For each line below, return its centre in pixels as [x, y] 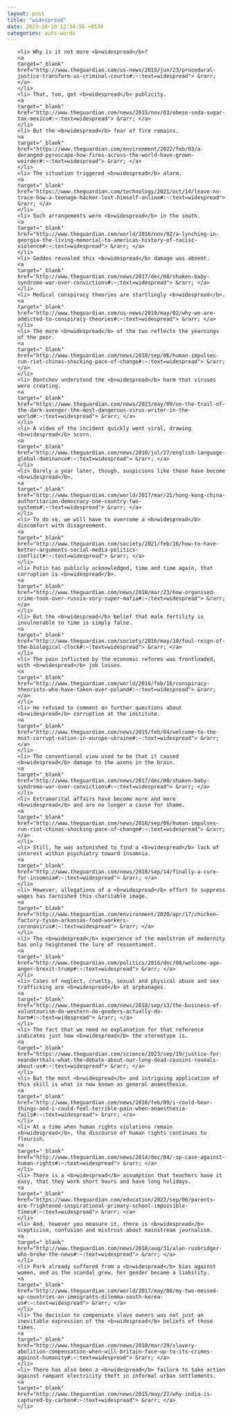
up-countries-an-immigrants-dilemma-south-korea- [90, 1297]
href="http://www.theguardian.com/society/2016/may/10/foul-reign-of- [121, 641]
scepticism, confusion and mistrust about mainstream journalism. [115, 1230]
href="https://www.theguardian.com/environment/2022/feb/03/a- [110, 149]
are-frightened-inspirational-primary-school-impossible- [102, 1206]
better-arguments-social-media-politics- [78, 550]
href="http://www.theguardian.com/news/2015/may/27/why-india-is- [115, 1394]
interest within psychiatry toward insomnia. [84, 854]
